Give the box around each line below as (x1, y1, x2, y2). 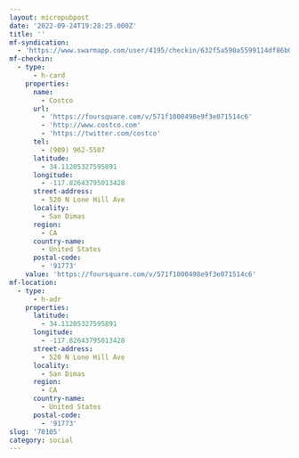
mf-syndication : (9, 37, 69, 47)
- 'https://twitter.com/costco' (41, 129, 162, 138)
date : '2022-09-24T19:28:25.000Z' (9, 21, 138, 30)
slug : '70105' (9, 427, 62, 437)
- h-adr (32, 295, 62, 304)
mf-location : (9, 278, 58, 287)
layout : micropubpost (9, 12, 90, 22)
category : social (9, 436, 74, 445)
